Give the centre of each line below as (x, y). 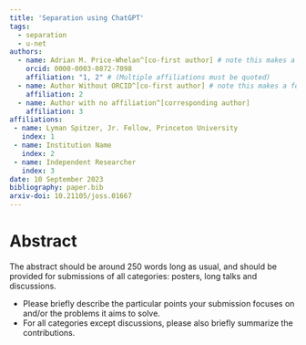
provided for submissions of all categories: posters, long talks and (133, 276)
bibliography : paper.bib (56, 188)
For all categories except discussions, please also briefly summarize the (158, 323)
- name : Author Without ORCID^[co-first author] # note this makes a (152, 86)
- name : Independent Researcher (75, 162)
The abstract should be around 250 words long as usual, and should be (143, 267)
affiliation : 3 (55, 111)
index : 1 (38, 137)
